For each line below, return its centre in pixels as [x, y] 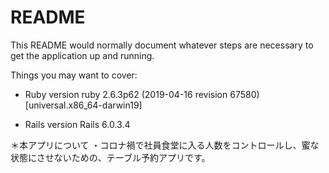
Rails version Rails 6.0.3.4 [77, 124]
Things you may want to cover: [74, 75]
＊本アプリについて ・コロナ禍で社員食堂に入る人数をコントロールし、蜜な [165, 145]
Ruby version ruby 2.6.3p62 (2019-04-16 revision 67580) [142, 94]
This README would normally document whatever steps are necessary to [162, 45]
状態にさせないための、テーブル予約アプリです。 [110, 157]
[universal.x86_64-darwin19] [83, 105]
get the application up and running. [82, 55]
